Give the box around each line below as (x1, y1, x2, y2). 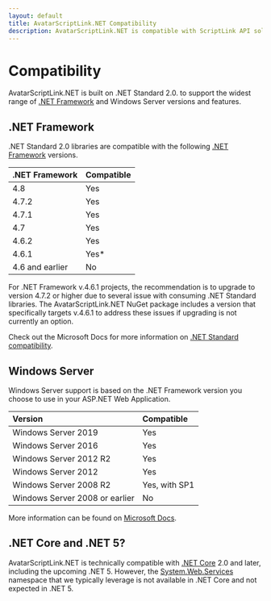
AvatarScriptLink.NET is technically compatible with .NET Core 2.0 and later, (8, 557, 261, 567)
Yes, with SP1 (142, 479, 195, 490)
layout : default (8, 11, 63, 20)
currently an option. (8, 316, 74, 327)
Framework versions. (8, 150, 78, 160)
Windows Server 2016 (12, 440, 98, 451)
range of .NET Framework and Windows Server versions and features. (8, 97, 242, 106)
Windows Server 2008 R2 (12, 479, 111, 490)
